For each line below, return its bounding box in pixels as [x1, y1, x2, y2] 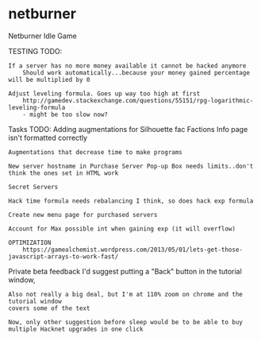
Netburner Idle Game [8, 31, 77, 41]
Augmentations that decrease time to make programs [8, 148, 182, 156]
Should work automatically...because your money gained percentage [22, 68, 250, 76]
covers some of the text [8, 304, 90, 312]
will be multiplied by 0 [8, 76, 90, 83]
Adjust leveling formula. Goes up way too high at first [8, 89, 201, 98]
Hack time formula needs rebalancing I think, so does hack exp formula [8, 196, 254, 205]
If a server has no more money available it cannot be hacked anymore [8, 61, 247, 70]
